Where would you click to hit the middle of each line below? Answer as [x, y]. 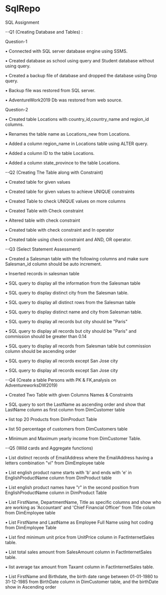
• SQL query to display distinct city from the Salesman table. [67, 293]
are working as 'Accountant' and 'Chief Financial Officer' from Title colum [80, 507]
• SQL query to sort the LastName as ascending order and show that [75, 404]
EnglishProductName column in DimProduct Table [56, 493]
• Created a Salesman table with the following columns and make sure [77, 258]
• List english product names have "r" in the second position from [72, 487]
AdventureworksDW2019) [31, 385]
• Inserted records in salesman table [42, 273]
